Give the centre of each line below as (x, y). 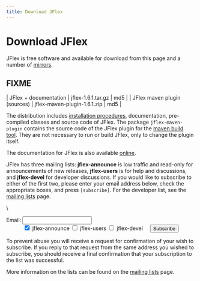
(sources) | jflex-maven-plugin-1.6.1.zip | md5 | (64, 104)
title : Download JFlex (35, 12)
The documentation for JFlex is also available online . (71, 153)
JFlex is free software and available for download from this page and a (93, 58)
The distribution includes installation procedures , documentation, (87, 116)
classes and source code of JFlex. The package (90, 122)
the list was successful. (35, 260)
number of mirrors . (29, 64)
